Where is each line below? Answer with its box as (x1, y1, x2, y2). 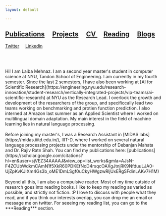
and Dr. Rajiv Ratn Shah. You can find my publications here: (5, 147, 126, 154)
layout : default (5, 7, 39, 12)
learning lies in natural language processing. (5, 121, 96, 127)
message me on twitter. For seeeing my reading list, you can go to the (5, 200, 148, 206)
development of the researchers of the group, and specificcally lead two (5, 100, 153, 106)
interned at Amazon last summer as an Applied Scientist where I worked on (5, 110, 159, 116)
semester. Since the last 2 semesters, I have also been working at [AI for (5, 79, 153, 85)
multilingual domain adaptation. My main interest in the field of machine (5, 116, 151, 122)
